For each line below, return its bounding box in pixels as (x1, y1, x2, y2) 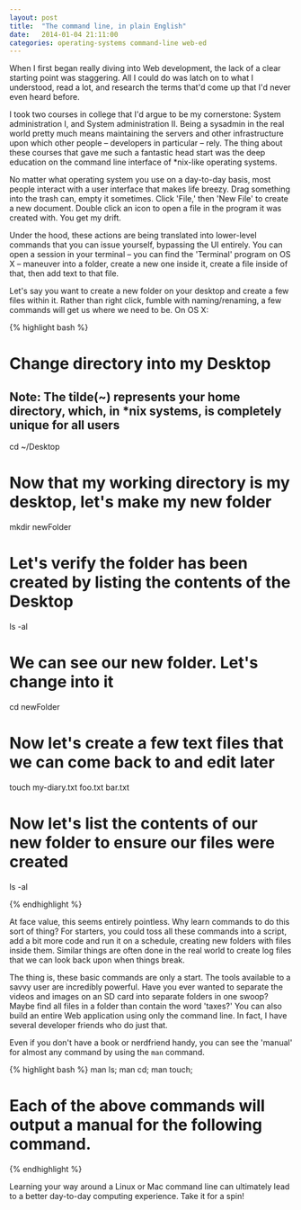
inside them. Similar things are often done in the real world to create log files (9, 945, 292, 955)
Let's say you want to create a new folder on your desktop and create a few (9, 285, 289, 297)
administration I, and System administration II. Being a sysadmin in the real (9, 119, 285, 130)
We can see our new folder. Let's (9, 653, 259, 673)
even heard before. (9, 92, 80, 103)
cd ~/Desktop (9, 442, 60, 453)
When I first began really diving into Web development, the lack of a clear (9, 63, 281, 74)
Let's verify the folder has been (9, 553, 249, 574)
